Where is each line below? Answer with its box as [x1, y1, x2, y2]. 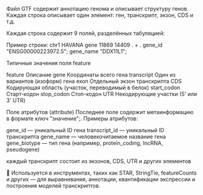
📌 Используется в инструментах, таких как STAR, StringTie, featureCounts [6, 169, 197, 176]
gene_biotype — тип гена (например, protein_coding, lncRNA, [6, 139, 164, 147]
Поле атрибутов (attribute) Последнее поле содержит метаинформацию [6, 109, 194, 115]
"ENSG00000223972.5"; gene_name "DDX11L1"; [6, 48, 127, 55]
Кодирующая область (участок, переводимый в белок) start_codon [6, 84, 181, 91]
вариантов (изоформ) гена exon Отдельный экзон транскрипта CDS [6, 78, 182, 85]
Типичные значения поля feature [6, 60, 91, 66]
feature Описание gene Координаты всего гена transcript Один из [6, 71, 176, 78]
